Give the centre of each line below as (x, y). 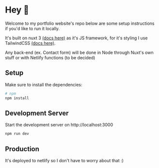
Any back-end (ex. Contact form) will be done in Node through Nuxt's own (79, 52)
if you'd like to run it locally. (32, 28)
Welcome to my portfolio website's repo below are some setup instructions (80, 23)
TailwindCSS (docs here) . (30, 43)
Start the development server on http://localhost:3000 (59, 125)
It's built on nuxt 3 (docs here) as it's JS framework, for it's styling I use (76, 38)
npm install (17, 98)
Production (22, 149)
